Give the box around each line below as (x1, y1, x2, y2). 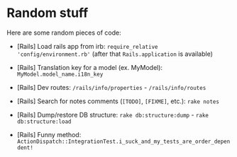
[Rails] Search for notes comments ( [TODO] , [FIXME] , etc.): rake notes (16, 97, 219, 105)
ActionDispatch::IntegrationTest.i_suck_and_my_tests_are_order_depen (16, 138, 231, 145)
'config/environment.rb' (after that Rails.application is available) (16, 50, 214, 58)
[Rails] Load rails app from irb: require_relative (16, 42, 158, 50)
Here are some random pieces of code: (6, 28, 121, 37)
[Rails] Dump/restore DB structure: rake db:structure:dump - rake (16, 110, 209, 119)
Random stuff (6, 5, 89, 21)
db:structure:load (16, 118, 72, 125)
